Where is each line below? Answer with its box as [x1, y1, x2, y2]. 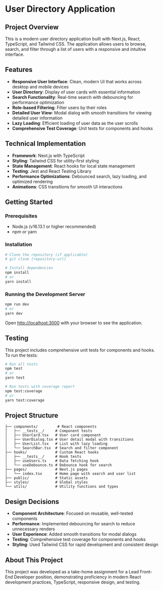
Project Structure [5, 411, 58, 419]
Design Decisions [5, 498, 59, 506]
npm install [5, 270, 29, 275]
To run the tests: [5, 352, 38, 358]
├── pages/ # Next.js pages [5, 467, 89, 472]
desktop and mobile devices [12, 84, 69, 90]
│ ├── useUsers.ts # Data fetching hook [5, 458, 99, 463]
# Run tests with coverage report [5, 384, 75, 389]
